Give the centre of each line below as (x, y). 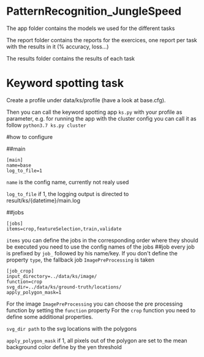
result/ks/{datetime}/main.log (43, 200)
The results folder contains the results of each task (70, 58)
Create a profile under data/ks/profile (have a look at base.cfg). (86, 100)
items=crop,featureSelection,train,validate (64, 229)
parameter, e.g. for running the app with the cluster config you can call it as (101, 118)
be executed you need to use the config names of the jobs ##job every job (100, 247)
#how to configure (30, 137)
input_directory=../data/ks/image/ (52, 276)
